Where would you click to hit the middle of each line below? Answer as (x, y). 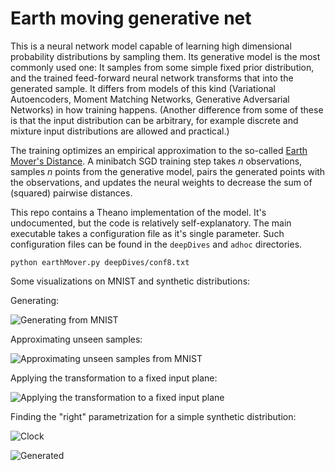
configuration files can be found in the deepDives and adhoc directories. (156, 244)
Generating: (35, 300)
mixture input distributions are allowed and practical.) (120, 131)
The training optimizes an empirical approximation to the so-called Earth (159, 150)
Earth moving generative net (131, 18)
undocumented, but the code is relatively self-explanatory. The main (151, 223)
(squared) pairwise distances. (71, 193)
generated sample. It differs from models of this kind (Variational (143, 88)
